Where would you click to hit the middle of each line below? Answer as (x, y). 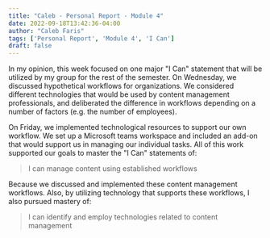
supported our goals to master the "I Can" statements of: (103, 153)
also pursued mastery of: (50, 202)
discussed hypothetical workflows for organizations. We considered (121, 86)
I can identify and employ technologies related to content (123, 217)
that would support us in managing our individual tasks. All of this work (126, 144)
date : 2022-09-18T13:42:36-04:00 (64, 23)
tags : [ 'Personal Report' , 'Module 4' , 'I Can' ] (91, 38)
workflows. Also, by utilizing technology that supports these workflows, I (129, 193)
